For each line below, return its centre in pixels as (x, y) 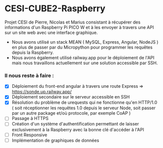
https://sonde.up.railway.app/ (42, 92)
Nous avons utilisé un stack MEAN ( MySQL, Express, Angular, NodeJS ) (85, 42)
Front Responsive (29, 135)
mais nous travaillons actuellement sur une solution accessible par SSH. (85, 63)
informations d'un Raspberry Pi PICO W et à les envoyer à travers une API (79, 27)
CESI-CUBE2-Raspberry (55, 9)
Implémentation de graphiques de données (55, 140)
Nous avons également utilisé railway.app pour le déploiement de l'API (83, 57)
